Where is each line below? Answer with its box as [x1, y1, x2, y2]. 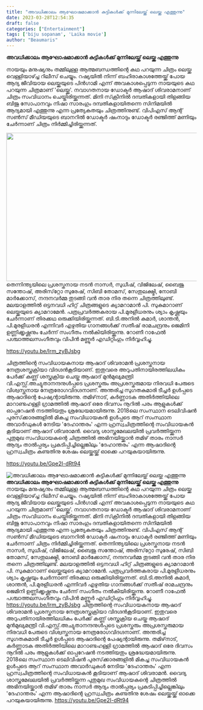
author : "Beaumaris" [6, 37, 59, 43]
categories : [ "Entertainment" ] [6, 25, 85, 32]
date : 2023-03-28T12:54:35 [6, 15, 74, 21]
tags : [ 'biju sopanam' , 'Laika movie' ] [6, 32, 107, 38]
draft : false [6, 20, 39, 26]
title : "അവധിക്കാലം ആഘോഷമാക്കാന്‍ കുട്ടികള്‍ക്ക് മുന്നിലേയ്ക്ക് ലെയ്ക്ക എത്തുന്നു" [6, 8, 185, 15]
